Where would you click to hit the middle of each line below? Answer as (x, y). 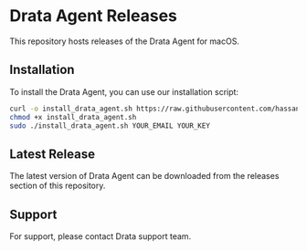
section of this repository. (58, 186)
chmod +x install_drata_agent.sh (73, 117)
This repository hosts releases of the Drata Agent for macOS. (125, 41)
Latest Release (53, 154)
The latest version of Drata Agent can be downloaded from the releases (144, 176)
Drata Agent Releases (94, 16)
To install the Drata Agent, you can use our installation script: (124, 91)
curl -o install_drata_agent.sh (71, 109)
